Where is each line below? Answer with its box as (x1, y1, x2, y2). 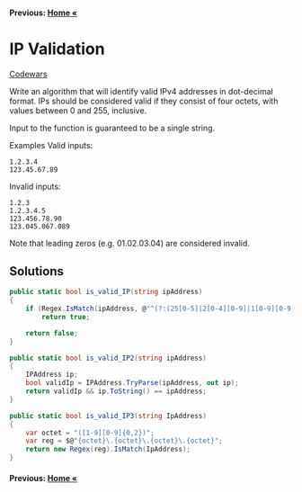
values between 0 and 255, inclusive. (9, 104, 147, 116)
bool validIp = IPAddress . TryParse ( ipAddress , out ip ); (25, 379, 240, 388)
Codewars (9, 68, 48, 79)
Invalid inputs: (9, 181, 61, 192)
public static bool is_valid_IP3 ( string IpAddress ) (9, 411, 207, 420)
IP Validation (9, 39, 105, 58)
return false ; (25, 328, 78, 337)
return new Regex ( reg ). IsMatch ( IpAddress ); (25, 445, 191, 454)
